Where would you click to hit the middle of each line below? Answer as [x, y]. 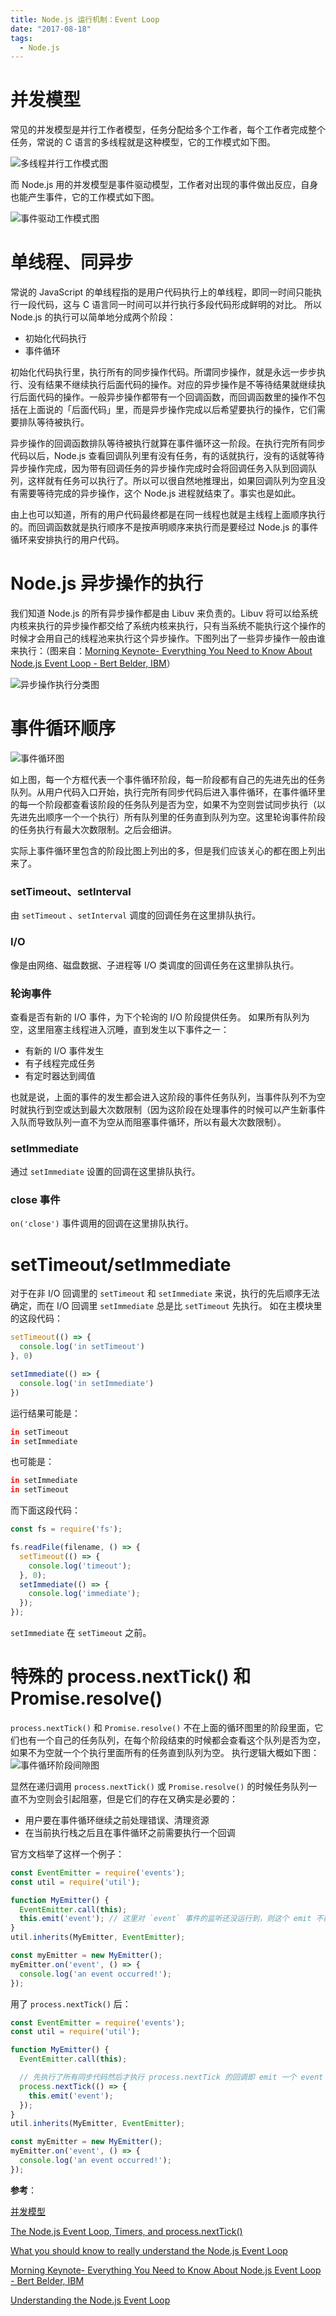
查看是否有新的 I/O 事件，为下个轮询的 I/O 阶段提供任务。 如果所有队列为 [160, 1017]
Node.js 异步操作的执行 [107, 583]
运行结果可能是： [45, 1413]
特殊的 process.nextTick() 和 [131, 1677]
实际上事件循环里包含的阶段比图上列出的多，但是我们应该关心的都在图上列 [163, 850]
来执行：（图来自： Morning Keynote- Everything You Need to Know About [161, 651]
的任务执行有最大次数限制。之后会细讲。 [93, 829]
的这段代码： [36, 1318]
